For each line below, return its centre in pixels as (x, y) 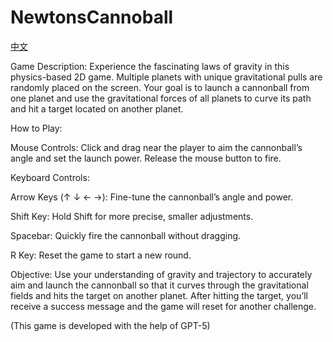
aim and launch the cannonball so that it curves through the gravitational (159, 285)
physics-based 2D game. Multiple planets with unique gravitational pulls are (166, 77)
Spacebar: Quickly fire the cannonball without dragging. (126, 235)
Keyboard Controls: (50, 177)
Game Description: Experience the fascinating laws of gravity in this (150, 66)
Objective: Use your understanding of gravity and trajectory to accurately (161, 274)
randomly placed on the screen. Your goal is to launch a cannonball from (160, 87)
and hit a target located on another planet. (97, 108)
